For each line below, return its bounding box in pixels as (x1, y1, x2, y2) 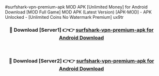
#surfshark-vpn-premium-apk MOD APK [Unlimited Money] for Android (5, 4, 148, 10)
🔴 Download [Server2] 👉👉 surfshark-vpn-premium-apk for (9, 58, 154, 64)
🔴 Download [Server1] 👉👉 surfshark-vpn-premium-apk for (9, 26, 154, 33)
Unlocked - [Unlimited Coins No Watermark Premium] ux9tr (5, 14, 124, 20)
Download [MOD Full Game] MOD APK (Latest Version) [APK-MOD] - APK (5, 9, 152, 15)
